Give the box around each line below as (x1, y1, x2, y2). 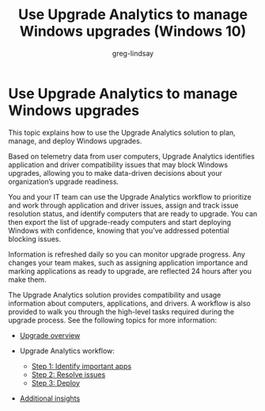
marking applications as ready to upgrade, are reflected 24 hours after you (8, 266, 252, 276)
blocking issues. (8, 234, 62, 243)
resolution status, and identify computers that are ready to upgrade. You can (8, 208, 258, 219)
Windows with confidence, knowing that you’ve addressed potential (8, 226, 229, 235)
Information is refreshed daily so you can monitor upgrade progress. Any (8, 249, 245, 259)
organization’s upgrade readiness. (8, 177, 119, 186)
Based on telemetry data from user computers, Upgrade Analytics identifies (8, 151, 256, 161)
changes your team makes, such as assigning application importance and (8, 257, 248, 267)
